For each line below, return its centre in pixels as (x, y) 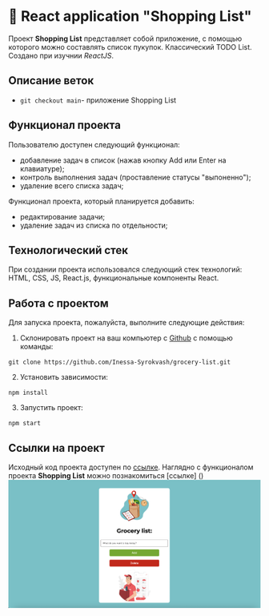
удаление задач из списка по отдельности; (94, 225)
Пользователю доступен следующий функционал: (94, 144)
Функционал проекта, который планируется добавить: (101, 201)
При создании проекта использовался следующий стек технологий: (125, 270)
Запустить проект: (51, 408)
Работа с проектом (59, 303)
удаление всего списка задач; (72, 185)
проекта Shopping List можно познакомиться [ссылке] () (106, 475)
